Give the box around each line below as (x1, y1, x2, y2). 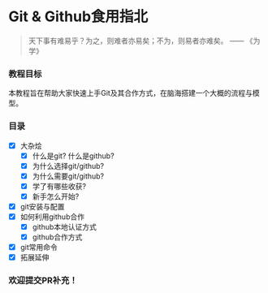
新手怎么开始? (32, 192, 80, 201)
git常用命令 (19, 243, 58, 252)
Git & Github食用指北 (8, 7, 149, 26)
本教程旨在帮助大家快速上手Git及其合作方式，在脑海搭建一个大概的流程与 (8, 88, 253, 98)
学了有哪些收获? (32, 181, 87, 191)
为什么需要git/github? (32, 171, 105, 181)
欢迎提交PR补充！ (8, 275, 78, 287)
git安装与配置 (19, 201, 65, 211)
